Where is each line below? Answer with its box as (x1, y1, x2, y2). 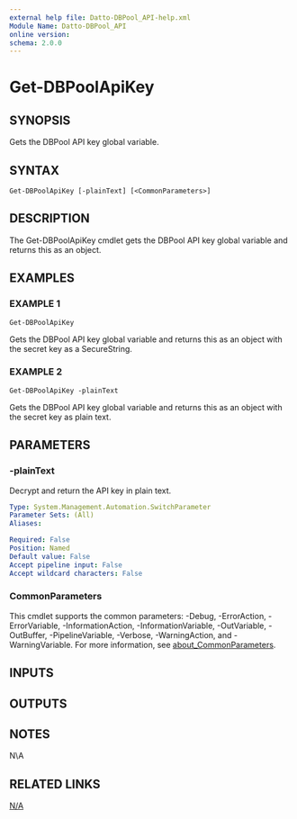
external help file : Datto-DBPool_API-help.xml (9, 13, 192, 22)
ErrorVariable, (9, 620, 61, 631)
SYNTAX (9, 163, 60, 178)
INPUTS (9, 665, 54, 680)
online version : (9, 30, 70, 39)
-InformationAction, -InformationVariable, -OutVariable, (62, 620, 267, 631)
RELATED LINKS (9, 776, 101, 792)
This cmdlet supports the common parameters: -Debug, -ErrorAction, (9, 610, 267, 621)
